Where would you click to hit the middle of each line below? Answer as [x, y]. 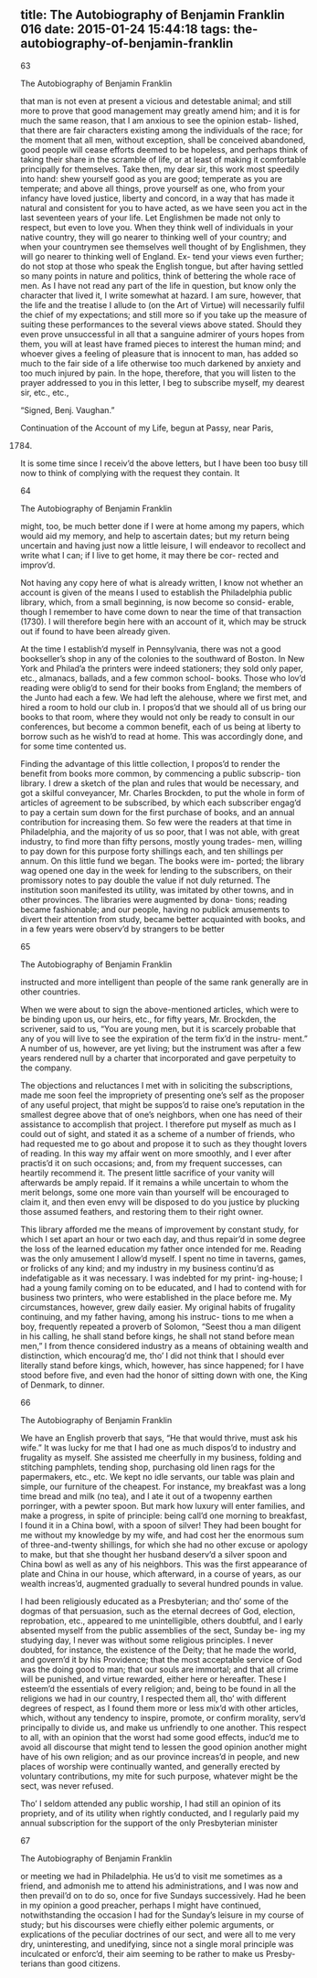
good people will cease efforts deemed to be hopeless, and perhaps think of [164, 149]
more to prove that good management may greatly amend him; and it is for [160, 111]
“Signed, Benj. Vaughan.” [68, 409]
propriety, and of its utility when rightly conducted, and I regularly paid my [160, 1813]
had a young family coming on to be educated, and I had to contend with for [164, 1287]
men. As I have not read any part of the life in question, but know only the [158, 285]
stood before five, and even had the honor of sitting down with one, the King [164, 1375]
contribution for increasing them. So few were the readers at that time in [156, 822]
